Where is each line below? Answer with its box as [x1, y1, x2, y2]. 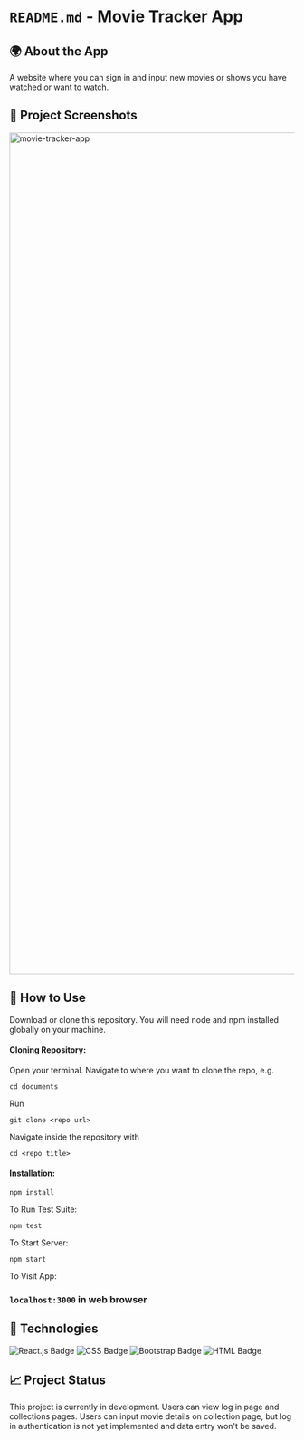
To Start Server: [9, 1237, 69, 1248]
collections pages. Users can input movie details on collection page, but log [9, 1410, 292, 1422]
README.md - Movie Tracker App [9, 6, 244, 27]
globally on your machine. [9, 1024, 106, 1035]
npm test [9, 1222, 43, 1231]
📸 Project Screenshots [9, 108, 138, 123]
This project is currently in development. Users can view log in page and [9, 1401, 280, 1412]
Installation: [9, 1168, 56, 1178]
